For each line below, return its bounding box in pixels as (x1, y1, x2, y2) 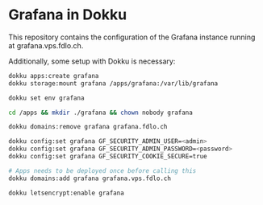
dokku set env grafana (8, 94, 85, 102)
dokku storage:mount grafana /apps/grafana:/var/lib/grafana (8, 79, 219, 88)
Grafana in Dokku (8, 6, 127, 24)
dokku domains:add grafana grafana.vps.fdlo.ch (8, 174, 172, 182)
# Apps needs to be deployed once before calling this (8, 166, 197, 174)
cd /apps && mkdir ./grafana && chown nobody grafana (8, 109, 194, 117)
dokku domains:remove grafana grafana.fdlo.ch (8, 123, 168, 131)
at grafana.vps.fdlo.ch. (8, 40, 84, 50)
